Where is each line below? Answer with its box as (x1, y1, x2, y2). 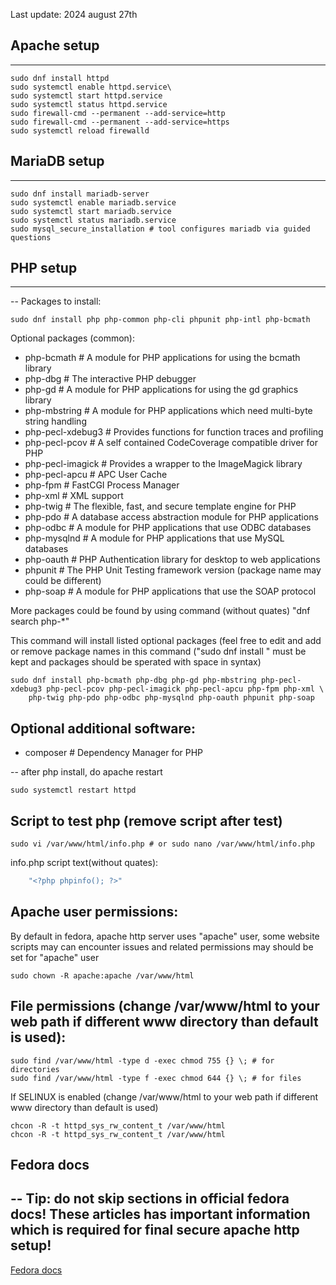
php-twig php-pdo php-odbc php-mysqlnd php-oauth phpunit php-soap (28, 693, 315, 703)
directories (10, 1064, 60, 1074)
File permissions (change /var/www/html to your (10, 998, 320, 1015)
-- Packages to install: (10, 295, 102, 308)
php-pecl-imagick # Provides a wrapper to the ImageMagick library (24, 458, 303, 470)
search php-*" (10, 615, 70, 628)
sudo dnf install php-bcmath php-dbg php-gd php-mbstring (10, 675, 257, 686)
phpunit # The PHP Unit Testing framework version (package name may (24, 564, 322, 576)
